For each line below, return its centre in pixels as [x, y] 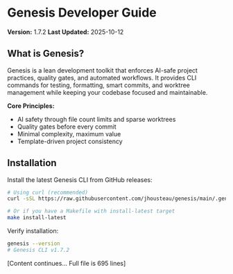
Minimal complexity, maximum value [69, 134]
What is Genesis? [46, 54]
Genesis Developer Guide [82, 13]
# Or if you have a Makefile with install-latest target [91, 211]
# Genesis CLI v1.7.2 [38, 250]
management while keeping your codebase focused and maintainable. [107, 92]
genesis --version [34, 244]
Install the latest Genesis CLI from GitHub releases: [80, 180]
